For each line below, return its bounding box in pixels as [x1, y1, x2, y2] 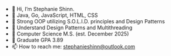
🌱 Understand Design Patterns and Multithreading [11, 24, 133, 31]
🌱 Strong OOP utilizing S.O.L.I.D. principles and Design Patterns [11, 18, 165, 24]
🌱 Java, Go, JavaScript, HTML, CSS [11, 12, 98, 19]
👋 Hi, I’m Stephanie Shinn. [11, 6, 75, 12]
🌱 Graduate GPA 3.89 [11, 37, 63, 43]
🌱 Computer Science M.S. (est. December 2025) [11, 30, 129, 37]
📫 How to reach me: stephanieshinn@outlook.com [11, 43, 135, 50]
